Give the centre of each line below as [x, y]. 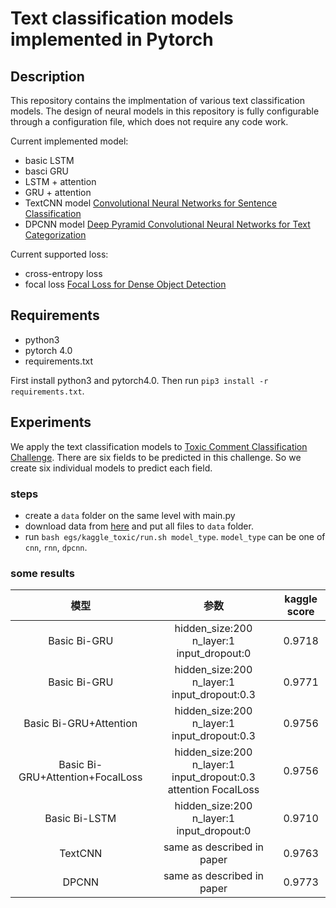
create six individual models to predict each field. [111, 468]
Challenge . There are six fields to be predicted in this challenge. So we [156, 457]
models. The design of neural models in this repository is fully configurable [165, 111]
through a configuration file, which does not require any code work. [149, 121]
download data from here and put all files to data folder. [139, 526]
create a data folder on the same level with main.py [130, 515]
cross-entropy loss [63, 273]
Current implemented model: [69, 141]
